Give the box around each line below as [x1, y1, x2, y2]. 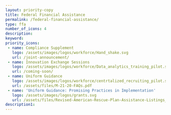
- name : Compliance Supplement [7, 45, 74, 50]
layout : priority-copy [5, 7, 53, 13]
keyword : [5, 36, 24, 41]
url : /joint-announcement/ [12, 54, 70, 60]
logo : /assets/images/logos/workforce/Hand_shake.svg [12, 50, 129, 55]
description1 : [5, 102, 36, 107]
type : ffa [5, 21, 26, 27]
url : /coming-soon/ [12, 69, 53, 74]
